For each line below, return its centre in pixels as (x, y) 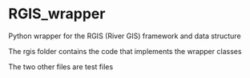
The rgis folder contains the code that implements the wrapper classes (125, 51)
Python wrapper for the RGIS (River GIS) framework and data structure (125, 36)
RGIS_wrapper (57, 14)
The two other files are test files (61, 66)
